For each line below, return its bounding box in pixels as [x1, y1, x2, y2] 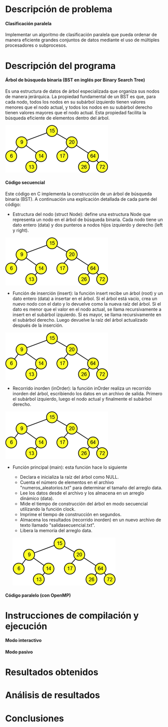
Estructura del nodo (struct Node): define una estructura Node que [12, 211, 151, 217]
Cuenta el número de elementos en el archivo [20, 479, 114, 485]
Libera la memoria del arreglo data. [20, 527, 93, 533]
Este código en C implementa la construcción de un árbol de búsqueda [5, 190, 152, 197]
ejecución [5, 620, 48, 632]
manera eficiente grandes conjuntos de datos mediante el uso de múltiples [5, 37, 159, 43]
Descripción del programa [5, 60, 116, 71]
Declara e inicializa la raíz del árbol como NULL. [20, 474, 119, 480]
